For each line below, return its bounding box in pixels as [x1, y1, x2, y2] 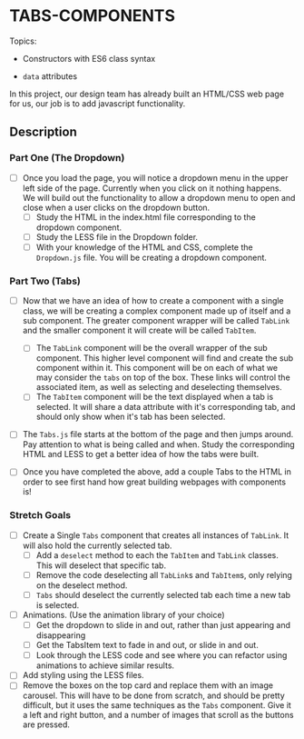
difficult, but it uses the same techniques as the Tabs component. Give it [22, 700, 292, 711]
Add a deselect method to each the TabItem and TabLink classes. [35, 549, 279, 560]
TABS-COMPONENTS [9, 5, 175, 26]
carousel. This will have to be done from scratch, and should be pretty [22, 690, 286, 701]
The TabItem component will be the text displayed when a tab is [35, 392, 274, 403]
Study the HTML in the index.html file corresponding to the [35, 211, 256, 223]
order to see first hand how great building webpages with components [22, 476, 287, 487]
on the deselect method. [35, 579, 128, 591]
